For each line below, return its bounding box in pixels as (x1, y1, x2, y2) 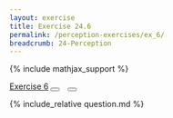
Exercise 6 (9, 81, 49, 92)
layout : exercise (9, 13, 76, 23)
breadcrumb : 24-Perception (9, 38, 112, 48)
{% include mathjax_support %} (9, 64, 129, 74)
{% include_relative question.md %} (9, 99, 145, 110)
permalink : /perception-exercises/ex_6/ (9, 30, 166, 39)
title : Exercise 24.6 (9, 22, 92, 31)
